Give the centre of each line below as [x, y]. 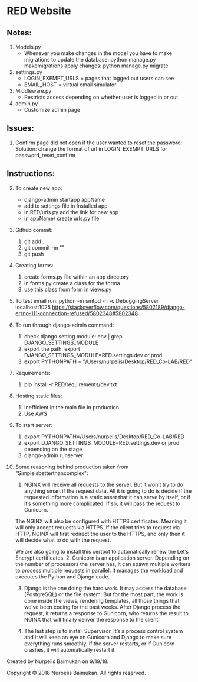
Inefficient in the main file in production [72, 407]
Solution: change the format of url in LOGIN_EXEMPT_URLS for [91, 148]
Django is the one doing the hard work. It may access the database [105, 588]
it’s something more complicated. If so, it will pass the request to [102, 503]
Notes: [19, 33]
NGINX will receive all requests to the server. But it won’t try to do [103, 484]
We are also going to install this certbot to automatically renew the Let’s [102, 551]
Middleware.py [33, 91]
